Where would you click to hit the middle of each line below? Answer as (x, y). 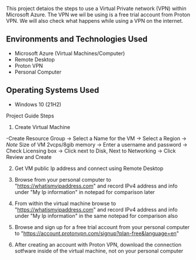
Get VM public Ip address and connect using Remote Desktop (89, 168)
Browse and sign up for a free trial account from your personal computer (102, 227)
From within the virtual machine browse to (65, 203)
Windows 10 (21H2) (38, 104)
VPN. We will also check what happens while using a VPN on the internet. (94, 21)
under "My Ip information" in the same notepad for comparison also (96, 216)
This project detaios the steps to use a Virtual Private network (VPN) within (96, 8)
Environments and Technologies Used (77, 39)
